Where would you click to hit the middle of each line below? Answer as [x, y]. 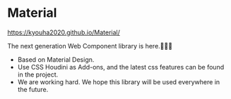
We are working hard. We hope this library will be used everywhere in [119, 81]
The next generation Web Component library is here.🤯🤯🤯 [90, 46]
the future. [33, 89]
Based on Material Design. [56, 59]
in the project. [38, 74]
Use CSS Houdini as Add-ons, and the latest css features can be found [121, 67]
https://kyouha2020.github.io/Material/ [64, 32]
